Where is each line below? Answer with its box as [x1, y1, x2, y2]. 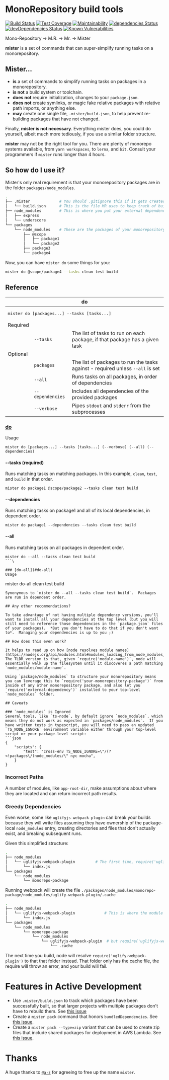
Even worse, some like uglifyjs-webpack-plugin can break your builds [5, 814, 151, 821]
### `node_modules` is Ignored [5, 709, 71, 714]
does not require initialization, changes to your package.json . [12, 94, 139, 100]
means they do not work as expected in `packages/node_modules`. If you [5, 718, 163, 723]
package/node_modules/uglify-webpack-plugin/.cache [5, 892, 116, 898]
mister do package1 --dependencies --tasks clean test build [5, 522, 136, 528]
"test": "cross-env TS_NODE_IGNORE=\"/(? [23, 749, 112, 754]
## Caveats [5, 701, 28, 706]
